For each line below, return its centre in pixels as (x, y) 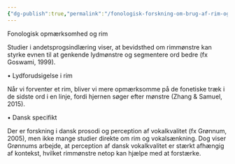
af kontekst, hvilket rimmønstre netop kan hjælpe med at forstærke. (104, 153)
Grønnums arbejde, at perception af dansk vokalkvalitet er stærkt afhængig (116, 146)
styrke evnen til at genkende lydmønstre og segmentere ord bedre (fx (108, 54)
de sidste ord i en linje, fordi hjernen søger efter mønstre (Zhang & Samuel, (115, 96)
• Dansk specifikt (32, 117)
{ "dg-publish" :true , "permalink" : (56, 14)
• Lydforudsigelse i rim (40, 75)
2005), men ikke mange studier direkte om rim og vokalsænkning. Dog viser (117, 138)
